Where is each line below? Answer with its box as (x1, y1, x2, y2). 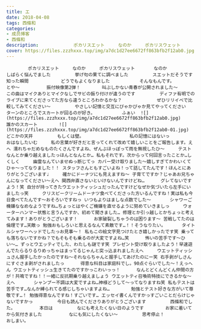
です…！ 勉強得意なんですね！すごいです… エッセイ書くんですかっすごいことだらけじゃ (10, 292, 195, 298)
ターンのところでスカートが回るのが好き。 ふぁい (6, 110, 136, 116)
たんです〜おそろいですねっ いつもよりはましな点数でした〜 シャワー (23, 197, 188, 203)
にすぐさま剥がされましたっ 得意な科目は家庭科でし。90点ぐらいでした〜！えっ (6, 260, 189, 267)
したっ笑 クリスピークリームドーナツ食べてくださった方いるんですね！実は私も (10, 190, 189, 197)
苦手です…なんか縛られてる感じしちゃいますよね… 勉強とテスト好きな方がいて (6, 286, 190, 292)
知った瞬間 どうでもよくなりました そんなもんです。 (6, 78, 175, 84)
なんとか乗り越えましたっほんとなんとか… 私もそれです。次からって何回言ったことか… (6, 152, 188, 158)
